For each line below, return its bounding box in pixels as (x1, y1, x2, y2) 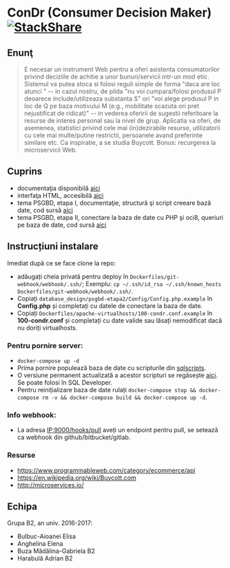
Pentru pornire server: (7, 341, 83, 350)
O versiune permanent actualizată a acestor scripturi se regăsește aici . (17, 371, 218, 379)
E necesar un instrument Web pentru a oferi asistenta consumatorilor (23, 65, 220, 73)
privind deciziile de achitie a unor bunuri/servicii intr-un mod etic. (23, 72, 210, 81)
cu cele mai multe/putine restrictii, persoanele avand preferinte (23, 131, 203, 139)
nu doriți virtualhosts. (17, 323, 78, 332)
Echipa (7, 500, 38, 512)
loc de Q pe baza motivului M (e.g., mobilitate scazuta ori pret (23, 102, 200, 110)
